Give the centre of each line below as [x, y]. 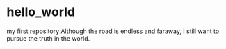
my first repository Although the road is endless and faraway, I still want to [113, 31]
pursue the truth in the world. [48, 38]
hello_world [41, 12]
